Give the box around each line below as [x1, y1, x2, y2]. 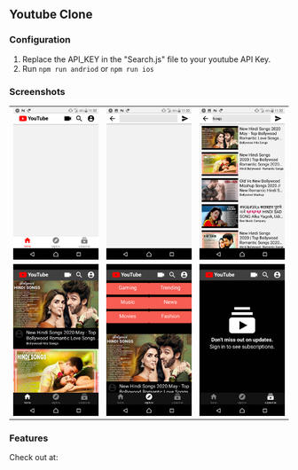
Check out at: [9, 452, 59, 463]
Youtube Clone [9, 7, 93, 22]
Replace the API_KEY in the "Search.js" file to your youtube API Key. [21, 53, 271, 65]
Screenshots [9, 85, 66, 98]
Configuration [9, 34, 71, 46]
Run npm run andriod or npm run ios [21, 63, 154, 74]
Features [9, 432, 49, 444]
